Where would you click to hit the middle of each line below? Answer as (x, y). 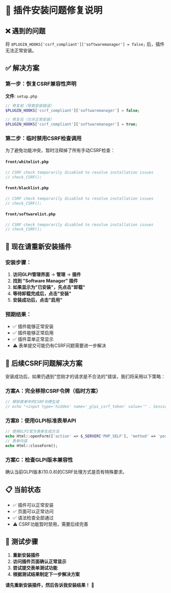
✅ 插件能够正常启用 (33, 333)
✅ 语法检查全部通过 (33, 518)
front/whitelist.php (27, 162)
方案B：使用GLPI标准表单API (41, 421)
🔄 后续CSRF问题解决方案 (44, 363)
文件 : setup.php (21, 96)
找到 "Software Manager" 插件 (45, 281)
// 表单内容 (17, 441)
